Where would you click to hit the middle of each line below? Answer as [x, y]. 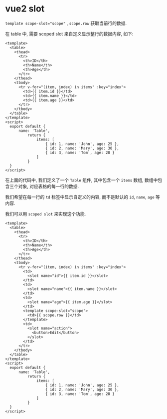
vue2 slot [25, 9]
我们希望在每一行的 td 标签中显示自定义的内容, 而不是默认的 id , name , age [80, 197]
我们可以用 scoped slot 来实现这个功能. [46, 213]
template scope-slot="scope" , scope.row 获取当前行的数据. [66, 23]
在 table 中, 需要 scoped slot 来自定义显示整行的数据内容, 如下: [69, 33]
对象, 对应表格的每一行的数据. [49, 186]
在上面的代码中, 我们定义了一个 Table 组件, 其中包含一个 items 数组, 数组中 [82, 180]
